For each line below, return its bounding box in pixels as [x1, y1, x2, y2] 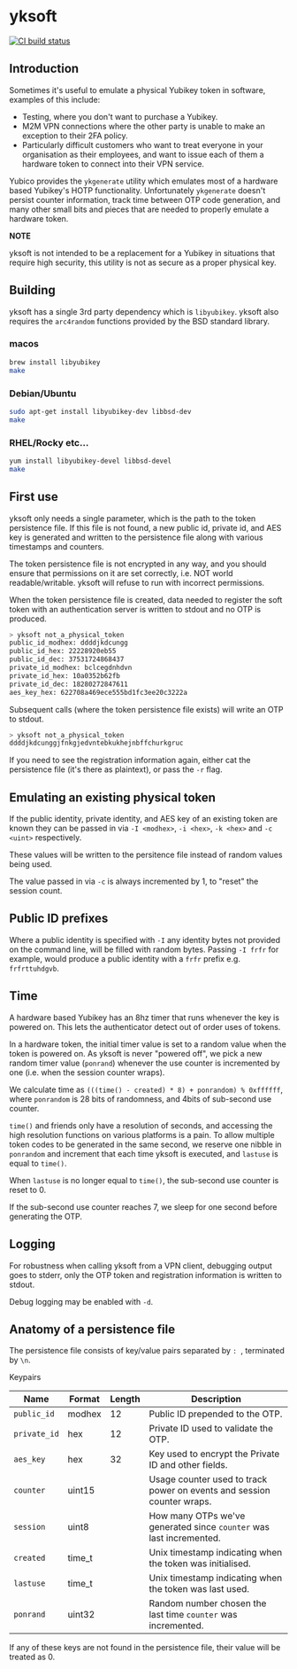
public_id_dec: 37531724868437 [9, 655, 125, 664]
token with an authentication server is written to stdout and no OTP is [9, 604, 262, 614]
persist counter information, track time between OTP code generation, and [9, 194, 281, 205]
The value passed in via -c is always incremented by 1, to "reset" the [9, 876, 259, 887]
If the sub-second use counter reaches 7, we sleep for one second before [9, 1201, 278, 1212]
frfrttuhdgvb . [9, 963, 59, 973]
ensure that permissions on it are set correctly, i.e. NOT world [9, 567, 233, 578]
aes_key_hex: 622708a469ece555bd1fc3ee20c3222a [9, 688, 188, 697]
